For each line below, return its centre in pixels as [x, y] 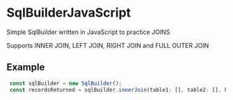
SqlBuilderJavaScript [69, 13]
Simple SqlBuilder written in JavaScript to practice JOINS [88, 32]
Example [26, 67]
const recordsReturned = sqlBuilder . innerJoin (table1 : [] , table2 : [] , [115, 90]
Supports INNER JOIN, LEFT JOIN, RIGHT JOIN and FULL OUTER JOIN [108, 45]
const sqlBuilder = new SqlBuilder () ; [66, 83]
